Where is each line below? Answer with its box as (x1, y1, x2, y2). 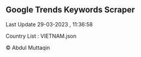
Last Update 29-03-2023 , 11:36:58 (5, 20, 93, 28)
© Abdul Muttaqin (5, 44, 51, 51)
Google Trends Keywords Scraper (5, 5, 135, 15)
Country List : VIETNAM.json (5, 32, 77, 40)
